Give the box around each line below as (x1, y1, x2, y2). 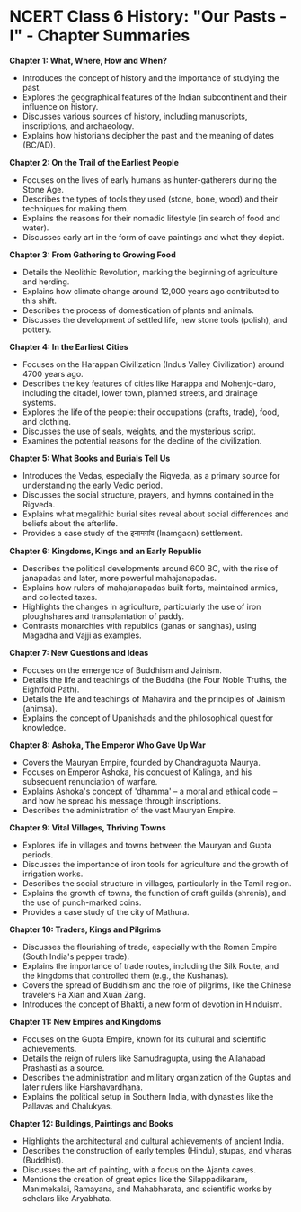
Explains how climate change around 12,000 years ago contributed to (22, 285, 279, 296)
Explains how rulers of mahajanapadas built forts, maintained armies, (22, 582, 279, 593)
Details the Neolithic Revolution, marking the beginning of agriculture (22, 266, 279, 277)
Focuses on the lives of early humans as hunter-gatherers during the (22, 174, 277, 185)
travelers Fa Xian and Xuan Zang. (22, 989, 146, 1000)
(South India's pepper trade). (22, 951, 130, 962)
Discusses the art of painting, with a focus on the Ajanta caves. (22, 1163, 256, 1175)
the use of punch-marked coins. (22, 897, 142, 908)
